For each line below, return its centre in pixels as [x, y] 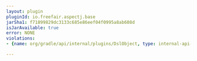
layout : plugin [25, 11]
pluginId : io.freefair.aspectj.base [51, 17]
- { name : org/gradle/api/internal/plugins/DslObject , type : [81, 44]
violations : [21, 38]
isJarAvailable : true [33, 28]
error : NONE [21, 33]
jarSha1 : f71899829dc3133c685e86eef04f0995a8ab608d [70, 22]
